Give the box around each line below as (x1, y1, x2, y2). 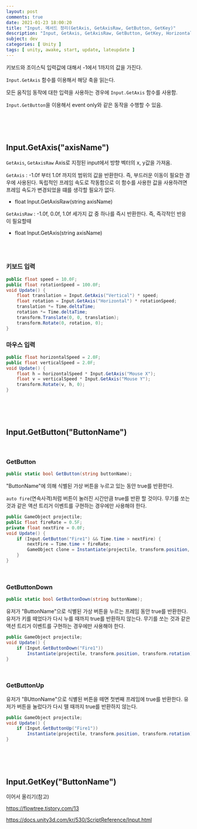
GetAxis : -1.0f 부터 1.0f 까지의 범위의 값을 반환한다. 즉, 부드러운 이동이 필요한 (6, 171, 184, 178)
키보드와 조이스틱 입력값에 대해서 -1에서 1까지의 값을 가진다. (6, 64, 142, 71)
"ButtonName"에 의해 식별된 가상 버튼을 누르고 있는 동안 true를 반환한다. (6, 482, 174, 490)
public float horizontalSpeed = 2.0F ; (6, 354, 101, 360)
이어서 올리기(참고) (6, 793, 50, 800)
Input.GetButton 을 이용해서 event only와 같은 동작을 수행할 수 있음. (6, 101, 163, 108)
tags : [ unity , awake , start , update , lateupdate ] (6, 47, 135, 53)
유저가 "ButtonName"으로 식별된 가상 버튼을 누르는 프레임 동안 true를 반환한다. (6, 608, 188, 615)
